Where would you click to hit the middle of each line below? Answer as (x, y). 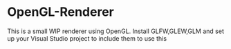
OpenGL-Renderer (61, 12)
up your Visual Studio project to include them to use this (87, 38)
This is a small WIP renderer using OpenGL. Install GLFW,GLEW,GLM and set (116, 31)
